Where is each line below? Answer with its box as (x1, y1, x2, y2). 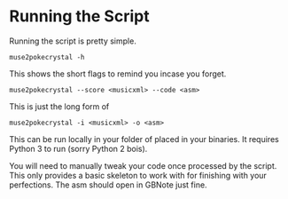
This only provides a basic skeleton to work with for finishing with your (9, 170, 268, 180)
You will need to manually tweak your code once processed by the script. (9, 160, 277, 171)
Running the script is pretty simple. (9, 36, 137, 46)
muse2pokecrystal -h (9, 52, 86, 61)
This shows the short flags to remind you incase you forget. (9, 68, 227, 79)
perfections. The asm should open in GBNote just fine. (9, 179, 207, 190)
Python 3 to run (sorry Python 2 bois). (9, 143, 148, 154)
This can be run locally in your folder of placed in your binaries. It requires (9, 133, 279, 144)
